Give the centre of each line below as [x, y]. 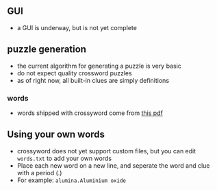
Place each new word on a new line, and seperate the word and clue [113, 165]
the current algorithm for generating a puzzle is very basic [99, 66]
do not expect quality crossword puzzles [74, 73]
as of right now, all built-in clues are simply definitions [93, 80]
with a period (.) [39, 173]
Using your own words [56, 135]
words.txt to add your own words [64, 158]
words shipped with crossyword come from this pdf [90, 113]
